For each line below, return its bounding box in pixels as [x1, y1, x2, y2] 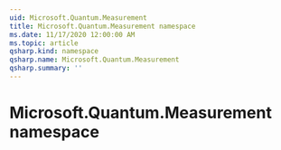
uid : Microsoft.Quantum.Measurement [9, 13, 147, 23]
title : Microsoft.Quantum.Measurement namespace [9, 22, 196, 31]
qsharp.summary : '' [9, 64, 83, 73]
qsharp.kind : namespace [9, 47, 99, 56]
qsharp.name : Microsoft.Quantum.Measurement [9, 55, 180, 64]
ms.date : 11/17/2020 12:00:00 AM [9, 30, 136, 39]
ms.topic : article [9, 38, 79, 48]
